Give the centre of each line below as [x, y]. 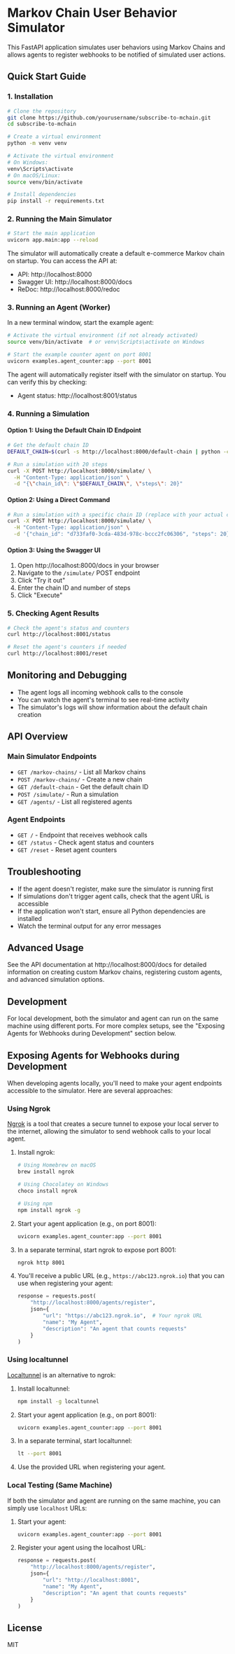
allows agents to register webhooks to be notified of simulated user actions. [116, 55]
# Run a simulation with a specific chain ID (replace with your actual [115, 515]
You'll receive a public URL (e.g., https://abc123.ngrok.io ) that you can [121, 1276]
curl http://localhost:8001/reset [58, 654]
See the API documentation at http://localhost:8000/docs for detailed [107, 965]
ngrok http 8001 [41, 1263]
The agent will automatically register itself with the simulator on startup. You [117, 374]
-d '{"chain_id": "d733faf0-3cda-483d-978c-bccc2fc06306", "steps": [115, 534]
